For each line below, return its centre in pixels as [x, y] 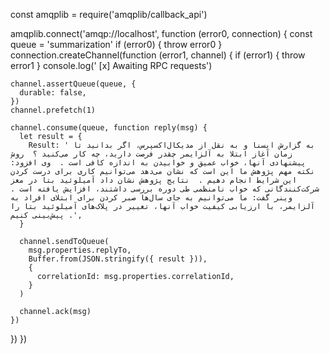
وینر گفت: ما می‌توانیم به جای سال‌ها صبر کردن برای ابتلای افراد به [151, 198]
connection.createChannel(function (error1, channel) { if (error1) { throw [158, 55]
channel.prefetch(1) [53, 110]
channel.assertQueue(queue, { [73, 84]
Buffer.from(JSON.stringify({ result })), [118, 259]
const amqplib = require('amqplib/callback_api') [109, 14]
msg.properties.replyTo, [80, 250]
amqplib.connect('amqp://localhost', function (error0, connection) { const [161, 33]
